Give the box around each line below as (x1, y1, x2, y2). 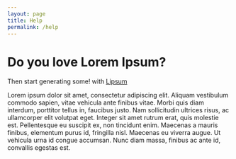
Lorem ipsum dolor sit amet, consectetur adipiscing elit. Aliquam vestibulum (7, 91, 229, 100)
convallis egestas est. (7, 143, 71, 152)
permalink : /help (7, 23, 59, 30)
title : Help (7, 17, 43, 24)
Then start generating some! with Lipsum (7, 77, 128, 86)
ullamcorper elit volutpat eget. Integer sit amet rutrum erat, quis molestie (7, 114, 219, 122)
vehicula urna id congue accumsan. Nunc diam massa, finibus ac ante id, (7, 136, 221, 145)
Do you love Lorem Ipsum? (7, 54, 167, 70)
